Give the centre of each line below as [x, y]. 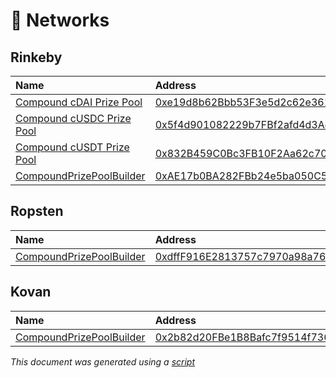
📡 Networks [60, 20]
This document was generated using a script [102, 361]
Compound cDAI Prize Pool [79, 102]
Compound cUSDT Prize [72, 147]
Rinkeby [36, 57]
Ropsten [37, 211]
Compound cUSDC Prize [73, 118]
